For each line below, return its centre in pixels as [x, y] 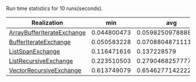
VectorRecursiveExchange [45, 70]
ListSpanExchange [34, 51]
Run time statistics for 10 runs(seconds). [55, 8]
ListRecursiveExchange [41, 61]
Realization [47, 23]
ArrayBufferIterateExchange [47, 33]
